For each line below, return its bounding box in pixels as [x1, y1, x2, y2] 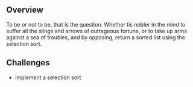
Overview [6, 5, 44, 15]
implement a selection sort [14, 74, 81, 81]
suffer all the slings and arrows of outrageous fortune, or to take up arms [6, 27, 188, 34]
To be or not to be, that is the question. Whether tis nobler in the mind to [6, 21, 186, 28]
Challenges [6, 57, 50, 68]
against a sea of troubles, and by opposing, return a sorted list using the [6, 33, 186, 41]
